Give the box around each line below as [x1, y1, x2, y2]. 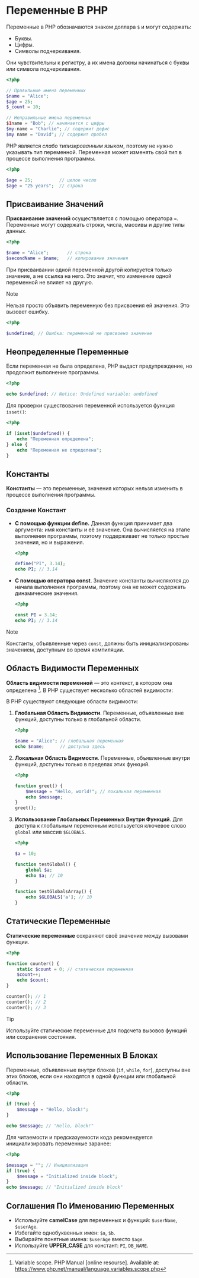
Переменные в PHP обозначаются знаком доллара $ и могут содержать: [6, 23, 192, 30]
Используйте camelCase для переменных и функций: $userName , [14, 1216, 178, 1223]
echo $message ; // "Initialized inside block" [6, 1185, 123, 1191]
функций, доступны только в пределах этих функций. [14, 760, 150, 768]
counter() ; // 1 [6, 994, 46, 1000]
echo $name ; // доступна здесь [14, 744, 105, 750]
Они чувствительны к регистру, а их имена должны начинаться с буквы [6, 59, 190, 66]
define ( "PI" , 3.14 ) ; [14, 560, 66, 567]
